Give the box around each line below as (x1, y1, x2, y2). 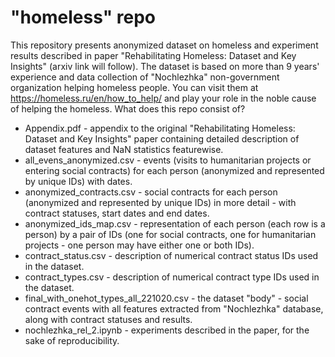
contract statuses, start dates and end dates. (24, 207, 210, 219)
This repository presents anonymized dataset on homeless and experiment (10, 39, 319, 51)
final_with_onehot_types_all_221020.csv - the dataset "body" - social (24, 292, 309, 304)
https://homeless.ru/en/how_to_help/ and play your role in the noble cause (10, 92, 317, 104)
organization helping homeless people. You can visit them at (10, 81, 259, 93)
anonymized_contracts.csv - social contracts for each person (24, 186, 278, 198)
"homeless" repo (10, 6, 156, 29)
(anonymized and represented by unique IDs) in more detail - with (24, 196, 297, 208)
